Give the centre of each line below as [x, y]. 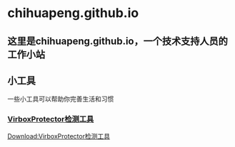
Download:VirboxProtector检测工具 [59, 136]
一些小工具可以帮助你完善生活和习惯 [61, 99]
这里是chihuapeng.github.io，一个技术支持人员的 [118, 41]
